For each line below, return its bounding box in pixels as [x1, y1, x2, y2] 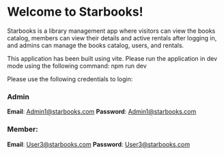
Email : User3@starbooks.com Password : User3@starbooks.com [7, 140, 190, 148]
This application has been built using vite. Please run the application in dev [7, 54, 217, 62]
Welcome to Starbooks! [7, 4, 143, 20]
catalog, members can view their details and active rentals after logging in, [7, 33, 217, 42]
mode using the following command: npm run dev [7, 61, 147, 70]
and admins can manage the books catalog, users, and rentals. [7, 41, 184, 49]
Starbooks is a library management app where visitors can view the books [7, 27, 216, 35]
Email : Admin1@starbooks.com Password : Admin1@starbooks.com [7, 107, 197, 116]
